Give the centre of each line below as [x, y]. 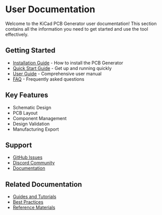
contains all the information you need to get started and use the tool [77, 29]
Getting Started [30, 50]
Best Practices [28, 202]
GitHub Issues [27, 157]
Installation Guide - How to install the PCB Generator [68, 63]
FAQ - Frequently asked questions [48, 79]
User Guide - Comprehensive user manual [57, 74]
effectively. [17, 34]
